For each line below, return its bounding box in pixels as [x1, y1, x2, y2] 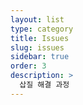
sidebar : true [10, 52, 70, 62]
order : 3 [10, 61, 47, 71]
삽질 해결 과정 [19, 80, 70, 90]
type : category [10, 24, 74, 34]
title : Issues [10, 33, 70, 43]
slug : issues [10, 42, 65, 53]
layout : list [10, 14, 65, 25]
